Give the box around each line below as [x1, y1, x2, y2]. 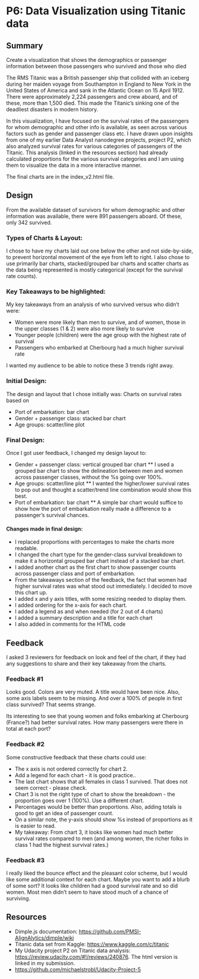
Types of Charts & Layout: [6, 233, 83, 242]
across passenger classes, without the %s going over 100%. [14, 473, 163, 481]
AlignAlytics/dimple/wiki [14, 934, 74, 941]
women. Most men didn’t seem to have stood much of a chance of [6, 888, 169, 896]
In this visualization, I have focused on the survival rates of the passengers [6, 117, 189, 124]
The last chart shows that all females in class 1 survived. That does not [14, 778, 188, 785]
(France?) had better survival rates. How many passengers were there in [6, 719, 184, 726]
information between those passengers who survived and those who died [6, 63, 187, 70]
